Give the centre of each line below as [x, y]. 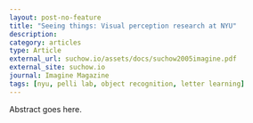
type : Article [36, 51]
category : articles [45, 42]
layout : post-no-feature [55, 17]
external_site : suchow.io [57, 68]
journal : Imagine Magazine [59, 76]
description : [33, 34]
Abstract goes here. [45, 109]
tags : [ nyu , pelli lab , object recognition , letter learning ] [127, 84]
